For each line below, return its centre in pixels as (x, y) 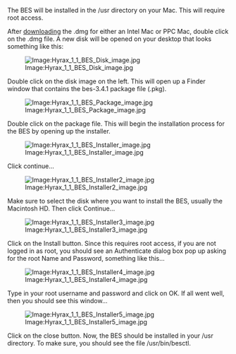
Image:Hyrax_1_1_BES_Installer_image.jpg (85, 152)
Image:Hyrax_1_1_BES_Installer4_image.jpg (86, 279)
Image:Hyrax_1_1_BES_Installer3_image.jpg (86, 230)
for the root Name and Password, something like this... (86, 258)
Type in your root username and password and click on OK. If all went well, (116, 293)
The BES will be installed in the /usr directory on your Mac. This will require (116, 10)
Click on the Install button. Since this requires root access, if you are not (112, 243)
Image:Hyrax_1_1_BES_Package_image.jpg (85, 110)
